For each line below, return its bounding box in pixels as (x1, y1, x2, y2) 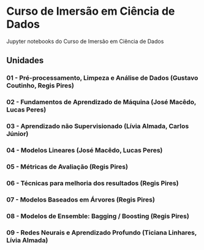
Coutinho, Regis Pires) (6, 81, 75, 90)
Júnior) (6, 130, 29, 138)
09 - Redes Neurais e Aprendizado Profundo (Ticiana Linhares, (6, 228, 197, 237)
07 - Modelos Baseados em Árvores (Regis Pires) (6, 195, 155, 203)
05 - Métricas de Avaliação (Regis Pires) (6, 162, 129, 171)
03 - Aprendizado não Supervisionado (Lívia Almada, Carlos (6, 122, 189, 131)
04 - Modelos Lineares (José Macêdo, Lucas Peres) (6, 146, 163, 154)
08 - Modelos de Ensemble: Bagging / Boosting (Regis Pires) (6, 211, 190, 220)
